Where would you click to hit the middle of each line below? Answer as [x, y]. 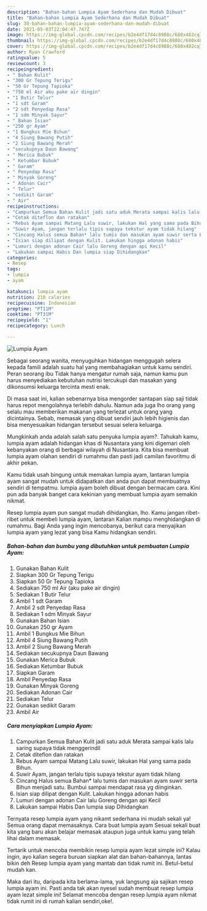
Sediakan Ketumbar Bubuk [49, 666]
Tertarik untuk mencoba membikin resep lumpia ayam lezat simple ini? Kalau [104, 850]
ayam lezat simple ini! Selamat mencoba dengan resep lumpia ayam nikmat [102, 894]
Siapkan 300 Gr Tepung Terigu [55, 574]
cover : [15, 47]
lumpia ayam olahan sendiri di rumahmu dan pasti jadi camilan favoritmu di [101, 456]
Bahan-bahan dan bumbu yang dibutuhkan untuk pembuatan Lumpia [98, 546]
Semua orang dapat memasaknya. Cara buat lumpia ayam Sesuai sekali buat [104, 825]
